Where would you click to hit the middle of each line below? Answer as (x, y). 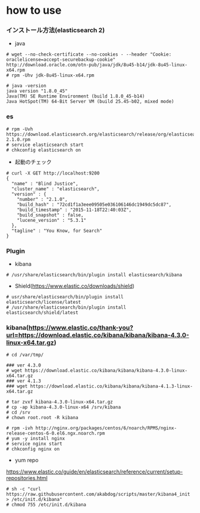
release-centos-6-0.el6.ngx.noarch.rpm (56, 433)
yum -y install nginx (38, 439)
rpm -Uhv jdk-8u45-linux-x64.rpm (53, 75)
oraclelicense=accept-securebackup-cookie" (61, 60)
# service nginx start (34, 444)
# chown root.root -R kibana (42, 418)
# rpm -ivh (20, 428)
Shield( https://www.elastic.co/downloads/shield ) (75, 286)
